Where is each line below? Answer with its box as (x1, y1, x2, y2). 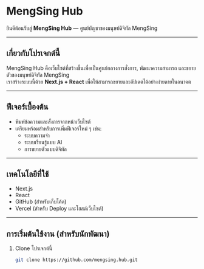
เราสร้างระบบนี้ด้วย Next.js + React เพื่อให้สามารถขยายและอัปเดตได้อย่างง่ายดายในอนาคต (6, 78, 191, 85)
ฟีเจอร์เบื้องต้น (6, 102, 49, 112)
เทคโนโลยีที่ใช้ (6, 169, 49, 179)
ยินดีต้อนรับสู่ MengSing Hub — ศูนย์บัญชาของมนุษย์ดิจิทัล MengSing (6, 24, 158, 32)
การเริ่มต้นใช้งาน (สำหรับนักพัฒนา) (6, 228, 110, 239)
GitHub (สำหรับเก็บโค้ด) (15, 198, 67, 205)
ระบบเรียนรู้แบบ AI (24, 138, 63, 145)
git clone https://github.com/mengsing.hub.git (15, 257, 138, 263)
